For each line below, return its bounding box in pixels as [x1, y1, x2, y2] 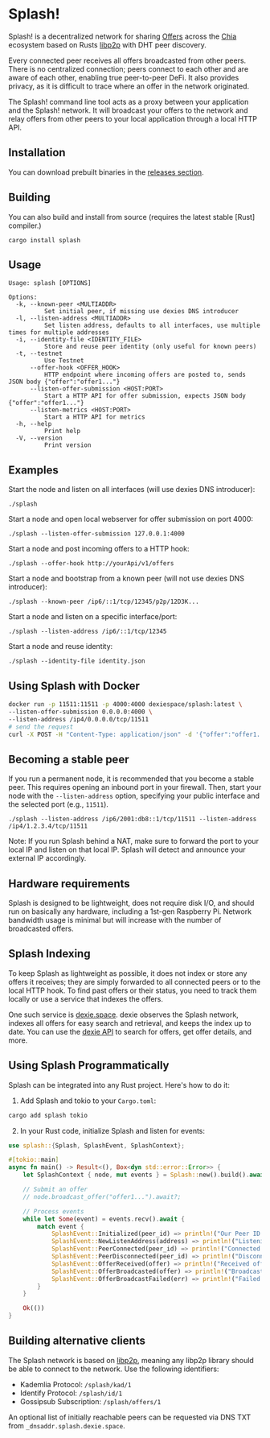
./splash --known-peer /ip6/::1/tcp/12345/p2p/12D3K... [8, 597, 199, 606]
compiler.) [8, 221, 42, 230]
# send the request [8, 722, 74, 731]
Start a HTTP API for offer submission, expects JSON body [43, 392, 247, 400]
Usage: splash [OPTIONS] [8, 279, 92, 287]
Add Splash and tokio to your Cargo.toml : [19, 1096, 157, 1105]
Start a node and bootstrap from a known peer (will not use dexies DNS [8, 573, 245, 584]
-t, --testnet [15, 349, 63, 358]
